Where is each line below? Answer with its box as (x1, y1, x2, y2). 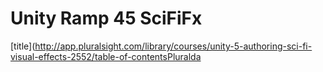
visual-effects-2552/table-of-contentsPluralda (10, 50, 202, 62)
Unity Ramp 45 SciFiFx (10, 7, 203, 30)
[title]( (10, 40, 36, 52)
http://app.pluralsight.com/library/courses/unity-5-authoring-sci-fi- (34, 40, 313, 52)
